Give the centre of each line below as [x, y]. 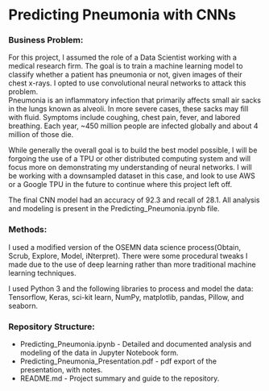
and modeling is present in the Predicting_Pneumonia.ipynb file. [114, 209]
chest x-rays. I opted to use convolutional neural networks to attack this [128, 83]
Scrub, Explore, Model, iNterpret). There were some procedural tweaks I [128, 256]
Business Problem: [46, 40]
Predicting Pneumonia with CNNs [122, 15]
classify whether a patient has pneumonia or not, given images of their [126, 75]
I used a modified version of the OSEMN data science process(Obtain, [125, 247]
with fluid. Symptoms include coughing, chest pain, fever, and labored [124, 118]
